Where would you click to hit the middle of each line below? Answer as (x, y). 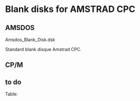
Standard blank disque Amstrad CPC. (43, 49)
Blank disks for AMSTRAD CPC (70, 9)
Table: (12, 94)
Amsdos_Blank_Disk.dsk (30, 39)
